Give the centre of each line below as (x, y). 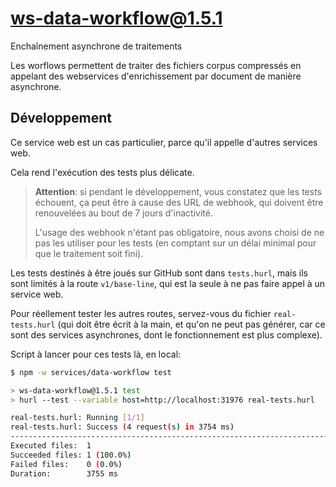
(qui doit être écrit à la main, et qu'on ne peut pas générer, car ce (191, 324)
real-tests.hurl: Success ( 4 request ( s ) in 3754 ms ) (122, 427)
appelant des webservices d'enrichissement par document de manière (156, 76)
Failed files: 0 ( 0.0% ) (66, 464)
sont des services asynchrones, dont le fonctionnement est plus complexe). (166, 334)
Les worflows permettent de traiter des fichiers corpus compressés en (156, 65)
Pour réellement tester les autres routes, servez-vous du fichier (141, 313)
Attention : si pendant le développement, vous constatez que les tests (178, 191)
